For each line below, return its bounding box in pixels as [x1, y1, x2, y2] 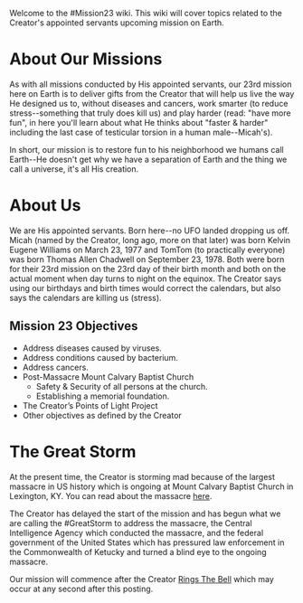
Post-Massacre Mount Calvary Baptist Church [22, 371, 194, 382]
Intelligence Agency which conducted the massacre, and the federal [9, 527, 264, 538]
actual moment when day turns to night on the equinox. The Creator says [9, 273, 282, 284]
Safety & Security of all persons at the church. [35, 381, 208, 391]
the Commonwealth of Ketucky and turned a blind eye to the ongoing [9, 546, 267, 557]
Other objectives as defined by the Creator [22, 410, 183, 420]
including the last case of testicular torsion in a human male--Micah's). [9, 127, 273, 137]
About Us [9, 195, 81, 216]
